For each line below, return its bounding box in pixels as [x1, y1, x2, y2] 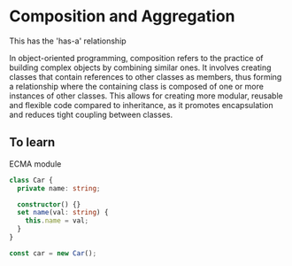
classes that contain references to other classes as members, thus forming [9, 71, 282, 82]
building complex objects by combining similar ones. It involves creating [9, 62, 272, 73]
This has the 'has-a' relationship [9, 35, 127, 46]
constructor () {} [17, 199, 81, 209]
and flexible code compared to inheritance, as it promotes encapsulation [9, 99, 273, 110]
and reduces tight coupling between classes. [9, 109, 173, 120]
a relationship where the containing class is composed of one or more [9, 81, 264, 91]
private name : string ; [17, 184, 101, 192]
